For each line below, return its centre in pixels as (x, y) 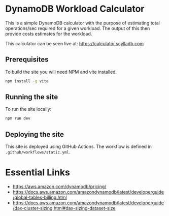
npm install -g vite (27, 81)
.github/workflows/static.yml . (38, 152)
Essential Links (38, 173)
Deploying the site (35, 134)
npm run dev (18, 118)
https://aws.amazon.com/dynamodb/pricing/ (59, 187)
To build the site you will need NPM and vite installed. (61, 72)
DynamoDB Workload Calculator (75, 9)
